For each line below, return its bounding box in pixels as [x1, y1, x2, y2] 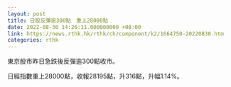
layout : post [7, 10, 46, 18]
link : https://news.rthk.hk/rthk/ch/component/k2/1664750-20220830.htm [7, 30, 224, 37]
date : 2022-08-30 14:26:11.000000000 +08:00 [7, 23, 141, 30]
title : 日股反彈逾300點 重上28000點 [7, 17, 109, 24]
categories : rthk [7, 37, 59, 44]
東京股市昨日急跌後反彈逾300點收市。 [7, 57, 119, 66]
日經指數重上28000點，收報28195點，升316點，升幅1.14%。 [7, 72, 183, 81]
